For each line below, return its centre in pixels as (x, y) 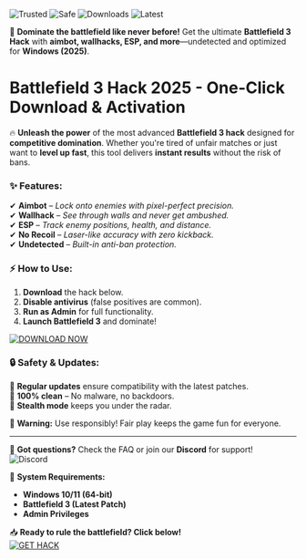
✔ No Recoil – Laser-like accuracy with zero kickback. (112, 235)
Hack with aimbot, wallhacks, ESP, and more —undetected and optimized (148, 41)
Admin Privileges (56, 513)
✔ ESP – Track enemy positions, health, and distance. (111, 225)
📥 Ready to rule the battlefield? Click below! (96, 532)
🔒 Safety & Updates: (55, 363)
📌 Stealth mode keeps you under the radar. (91, 405)
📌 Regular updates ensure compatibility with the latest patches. (129, 386)
